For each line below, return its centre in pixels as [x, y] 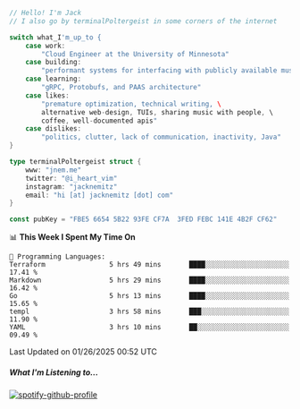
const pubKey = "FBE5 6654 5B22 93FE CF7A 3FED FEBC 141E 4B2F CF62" [143, 219]
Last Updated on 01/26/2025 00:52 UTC [83, 352]
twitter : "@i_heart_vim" [71, 178]
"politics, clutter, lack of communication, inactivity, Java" [161, 137]
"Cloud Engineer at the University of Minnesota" [135, 54]
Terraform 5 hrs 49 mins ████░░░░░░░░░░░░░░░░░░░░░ [150, 265]
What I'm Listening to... [54, 372]
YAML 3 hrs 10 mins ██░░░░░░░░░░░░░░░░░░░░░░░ [150, 328]
